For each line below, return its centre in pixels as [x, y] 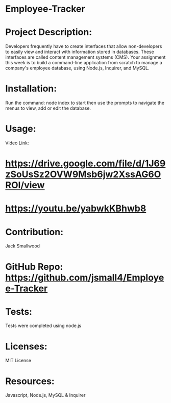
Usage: [21, 129]
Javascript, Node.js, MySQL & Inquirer [45, 395]
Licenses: [26, 346]
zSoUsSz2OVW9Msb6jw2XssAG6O [83, 174]
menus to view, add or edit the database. [48, 108]
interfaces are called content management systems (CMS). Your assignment [86, 57]
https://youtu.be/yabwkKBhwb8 [76, 208]
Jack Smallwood [22, 246]
